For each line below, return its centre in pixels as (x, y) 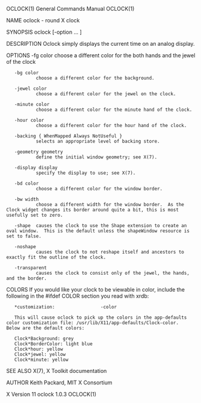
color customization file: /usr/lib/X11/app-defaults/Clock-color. (93, 323)
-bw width (26, 199)
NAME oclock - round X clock (43, 20)
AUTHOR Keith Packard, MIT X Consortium (59, 383)
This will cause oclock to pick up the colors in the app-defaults (100, 317)
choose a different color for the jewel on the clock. (106, 94)
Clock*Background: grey (44, 339)
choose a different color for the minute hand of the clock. (114, 110)
